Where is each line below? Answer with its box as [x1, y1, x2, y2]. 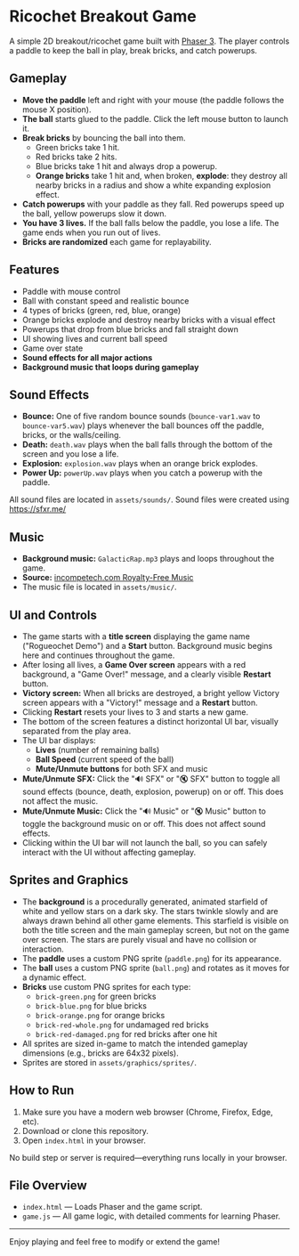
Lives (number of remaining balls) [35, 745, 160, 755]
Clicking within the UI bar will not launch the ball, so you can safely [21, 838, 268, 847]
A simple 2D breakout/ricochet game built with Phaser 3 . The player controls [9, 36, 290, 46]
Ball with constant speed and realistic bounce [21, 296, 190, 306]
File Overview [9, 1178, 87, 1194]
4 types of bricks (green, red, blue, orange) [21, 304, 182, 315]
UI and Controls [9, 607, 98, 622]
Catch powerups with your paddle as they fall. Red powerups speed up [21, 199, 285, 209]
